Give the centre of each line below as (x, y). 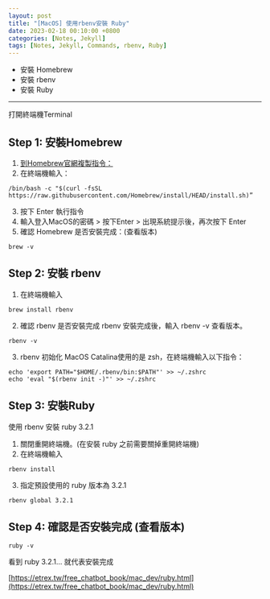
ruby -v (21, 546)
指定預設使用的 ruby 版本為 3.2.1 (73, 485)
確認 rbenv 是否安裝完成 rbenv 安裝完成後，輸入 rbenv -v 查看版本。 (133, 325)
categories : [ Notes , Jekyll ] (57, 38)
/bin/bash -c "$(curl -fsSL (55, 188)
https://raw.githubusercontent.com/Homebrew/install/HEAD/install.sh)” (131, 195)
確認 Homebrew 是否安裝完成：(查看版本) (89, 231)
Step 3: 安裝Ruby (51, 406)
